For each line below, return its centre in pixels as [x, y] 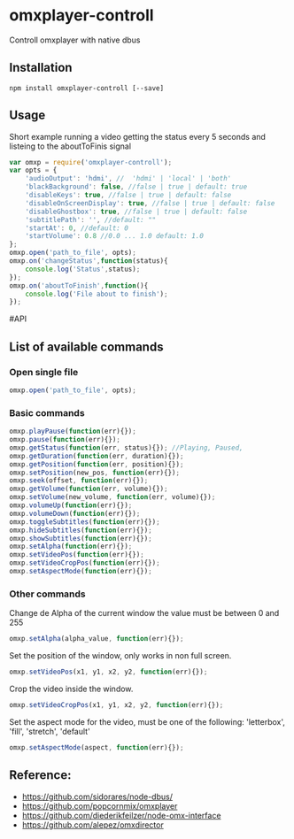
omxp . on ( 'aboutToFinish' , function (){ [79, 285]
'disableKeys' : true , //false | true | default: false [128, 196]
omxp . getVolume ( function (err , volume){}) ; [89, 489]
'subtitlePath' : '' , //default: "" [91, 219]
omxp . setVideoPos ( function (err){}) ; [77, 555]
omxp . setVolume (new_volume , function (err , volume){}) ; [112, 497]
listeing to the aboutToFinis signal [70, 146]
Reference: [40, 775]
